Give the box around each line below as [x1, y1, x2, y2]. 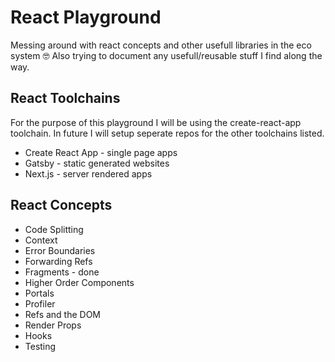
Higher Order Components [24, 276, 135, 288]
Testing [24, 340, 57, 352]
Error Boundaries [24, 244, 96, 256]
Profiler [24, 297, 56, 310]
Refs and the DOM [24, 308, 102, 320]
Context [24, 234, 58, 246]
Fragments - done [24, 266, 100, 278]
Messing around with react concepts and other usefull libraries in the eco [10, 39, 312, 51]
